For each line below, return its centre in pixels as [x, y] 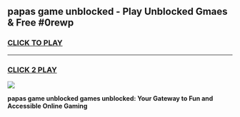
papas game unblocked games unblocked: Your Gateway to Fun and [110, 98]
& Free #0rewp [41, 23]
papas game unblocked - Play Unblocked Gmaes [117, 12]
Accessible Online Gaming [47, 106]
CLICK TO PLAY [35, 43]
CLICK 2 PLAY [32, 69]
